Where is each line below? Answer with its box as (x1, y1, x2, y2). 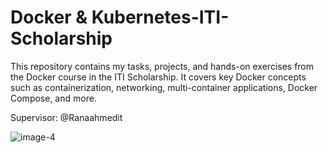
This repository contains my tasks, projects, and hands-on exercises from (10, 60, 315, 72)
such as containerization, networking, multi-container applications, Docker (10, 81, 318, 93)
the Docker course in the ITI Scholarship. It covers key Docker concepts (10, 71, 307, 83)
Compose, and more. (10, 92, 97, 104)
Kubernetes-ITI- (91, 6, 230, 29)
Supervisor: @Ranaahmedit (10, 111, 123, 123)
